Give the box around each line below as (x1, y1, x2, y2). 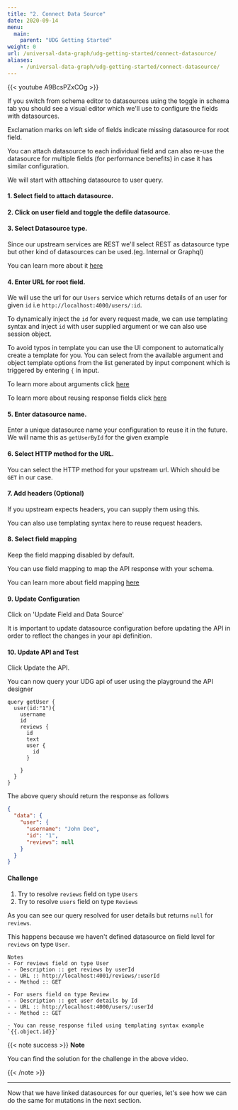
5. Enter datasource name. (7, 410, 87, 418)
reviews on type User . (7, 940, 70, 948)
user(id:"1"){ (13, 704, 55, 712)
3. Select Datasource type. (7, 224, 88, 233)
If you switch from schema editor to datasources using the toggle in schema (7, 97, 230, 105)
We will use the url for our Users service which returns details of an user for (7, 293, 227, 302)
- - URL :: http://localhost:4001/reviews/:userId (7, 972, 160, 979)
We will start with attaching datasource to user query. (7, 175, 164, 184)
